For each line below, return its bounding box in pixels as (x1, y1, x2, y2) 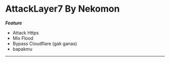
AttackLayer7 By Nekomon (5, 3, 120, 15)
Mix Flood (12, 35, 34, 41)
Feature (5, 20, 22, 26)
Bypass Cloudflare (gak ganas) (12, 40, 77, 46)
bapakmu (12, 46, 33, 52)
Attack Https (12, 29, 39, 36)
